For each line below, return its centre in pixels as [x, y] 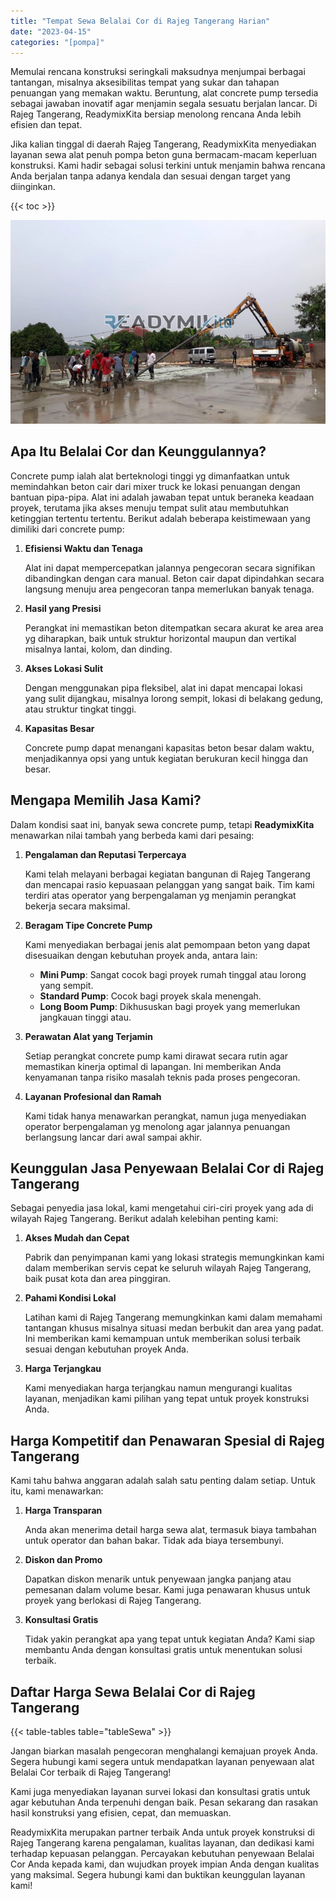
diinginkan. [33, 187]
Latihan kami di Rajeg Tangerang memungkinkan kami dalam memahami [173, 1317]
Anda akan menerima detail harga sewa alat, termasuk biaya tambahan [170, 1530]
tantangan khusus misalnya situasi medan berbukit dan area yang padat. [174, 1328]
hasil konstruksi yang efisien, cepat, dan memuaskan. [121, 1813]
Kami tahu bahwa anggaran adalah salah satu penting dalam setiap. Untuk [163, 1481]
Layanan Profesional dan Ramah [93, 1096]
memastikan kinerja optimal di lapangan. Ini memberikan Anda [153, 1066]
